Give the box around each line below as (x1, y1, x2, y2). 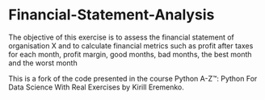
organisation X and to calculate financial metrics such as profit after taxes (8, 40, 254, 50)
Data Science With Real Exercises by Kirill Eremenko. (8, 82, 184, 92)
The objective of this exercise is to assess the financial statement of (8, 32, 234, 42)
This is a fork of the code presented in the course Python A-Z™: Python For (8, 73, 258, 83)
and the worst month (8, 58, 78, 68)
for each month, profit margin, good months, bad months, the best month (8, 49, 252, 59)
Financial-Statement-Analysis (8, 6, 215, 24)
